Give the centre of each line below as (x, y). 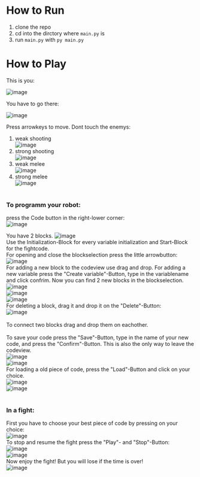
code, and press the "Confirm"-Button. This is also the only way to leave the (100, 344)
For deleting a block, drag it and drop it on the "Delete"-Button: (84, 306)
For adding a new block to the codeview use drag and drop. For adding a (96, 268)
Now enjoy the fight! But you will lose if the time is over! (75, 461)
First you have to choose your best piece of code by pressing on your (92, 423)
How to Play (37, 64)
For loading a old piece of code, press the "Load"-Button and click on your (98, 369)
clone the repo (33, 27)
